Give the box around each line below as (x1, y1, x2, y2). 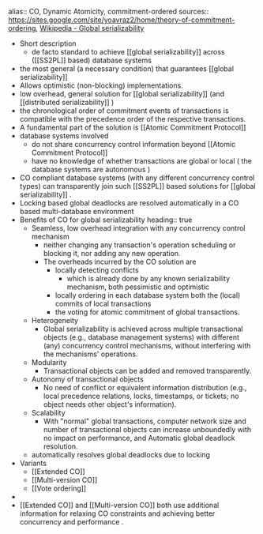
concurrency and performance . (19, 517, 124, 526)
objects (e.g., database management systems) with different (43, 333, 239, 342)
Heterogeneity (31, 316, 79, 325)
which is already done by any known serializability (66, 274, 231, 283)
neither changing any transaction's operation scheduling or (43, 240, 236, 250)
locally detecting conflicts (54, 265, 140, 275)
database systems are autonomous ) (31, 165, 151, 174)
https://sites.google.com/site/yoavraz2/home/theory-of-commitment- (8, 15, 235, 24)
